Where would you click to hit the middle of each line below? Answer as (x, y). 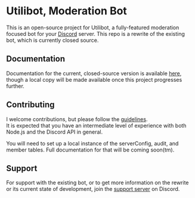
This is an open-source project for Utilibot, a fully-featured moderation (93, 27)
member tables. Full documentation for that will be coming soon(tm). (90, 150)
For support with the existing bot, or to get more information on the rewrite (97, 182)
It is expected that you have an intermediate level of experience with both (96, 125)
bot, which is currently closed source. (52, 40)
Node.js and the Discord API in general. (55, 132)
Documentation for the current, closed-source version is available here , (94, 73)
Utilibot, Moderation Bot (66, 11)
